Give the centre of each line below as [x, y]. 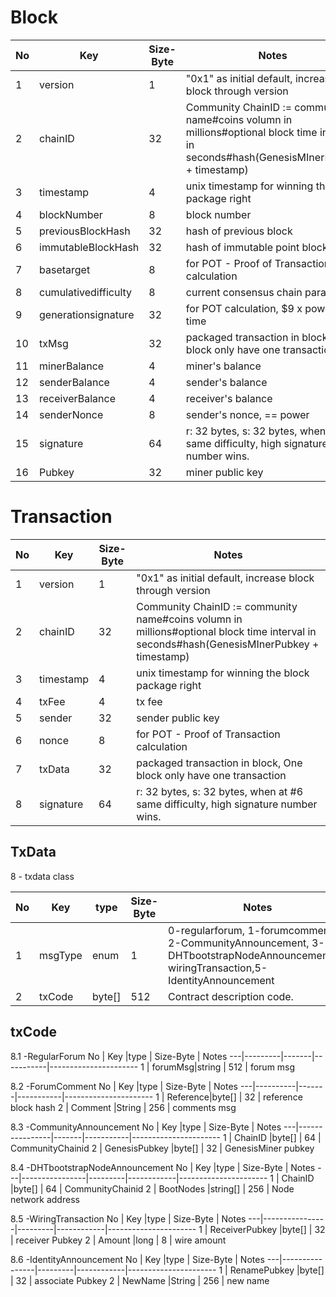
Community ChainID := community [217, 606]
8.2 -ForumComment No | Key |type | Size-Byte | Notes [124, 1086]
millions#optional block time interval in [226, 631]
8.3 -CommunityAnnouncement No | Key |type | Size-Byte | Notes [146, 1127]
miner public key [224, 472]
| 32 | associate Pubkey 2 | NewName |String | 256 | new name [140, 1280]
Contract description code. [231, 996]
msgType [61, 955]
